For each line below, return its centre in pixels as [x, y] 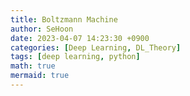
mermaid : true [40, 76]
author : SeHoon [42, 29]
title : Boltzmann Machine [64, 19]
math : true [33, 66]
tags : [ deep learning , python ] [75, 57]
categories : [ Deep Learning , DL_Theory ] [96, 47]
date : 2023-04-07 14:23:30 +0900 [80, 38]
